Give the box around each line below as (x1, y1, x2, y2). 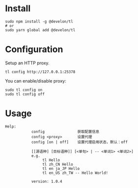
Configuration (5, 44, 64, 55)
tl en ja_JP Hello (42, 166, 80, 171)
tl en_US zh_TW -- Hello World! (42, 170, 109, 175)
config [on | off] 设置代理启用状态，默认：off (31, 140, 128, 145)
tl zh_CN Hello (42, 162, 73, 167)
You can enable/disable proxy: (5, 78, 67, 84)
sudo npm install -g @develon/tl (5, 19, 73, 24)
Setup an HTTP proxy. (5, 60, 50, 66)
